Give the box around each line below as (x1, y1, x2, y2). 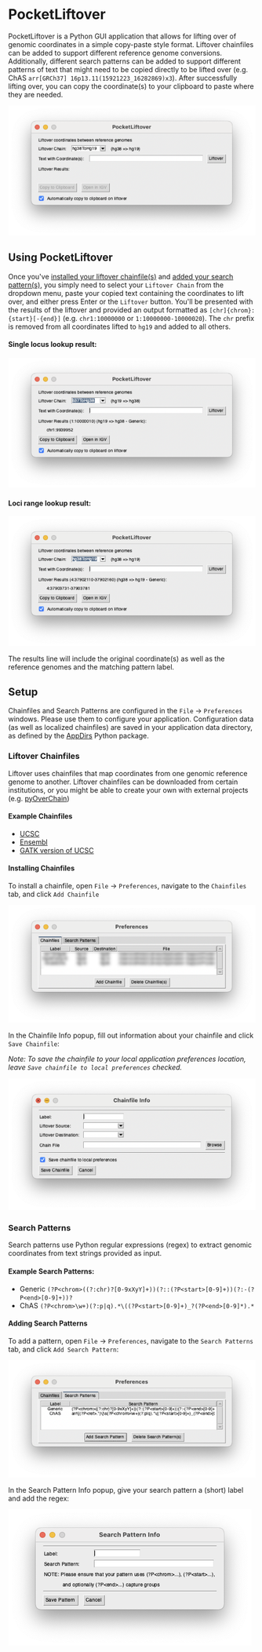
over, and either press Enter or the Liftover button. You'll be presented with (8, 297, 253, 306)
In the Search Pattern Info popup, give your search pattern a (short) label (8, 1486, 244, 1495)
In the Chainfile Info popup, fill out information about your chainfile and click (8, 1030, 254, 1040)
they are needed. (8, 89, 64, 99)
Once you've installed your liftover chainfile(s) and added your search (8, 272, 234, 281)
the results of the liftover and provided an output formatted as (8, 305, 208, 315)
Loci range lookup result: (8, 498, 92, 508)
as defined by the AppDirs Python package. (8, 731, 149, 741)
